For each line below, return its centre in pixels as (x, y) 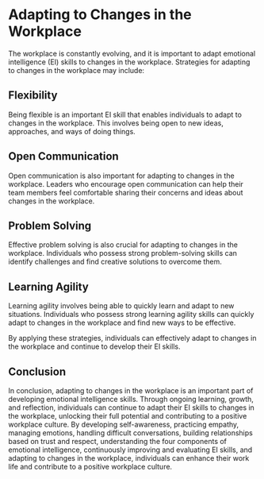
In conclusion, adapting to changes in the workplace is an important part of (131, 390)
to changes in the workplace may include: (77, 70)
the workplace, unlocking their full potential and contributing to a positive (128, 416)
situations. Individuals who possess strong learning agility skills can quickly (131, 315)
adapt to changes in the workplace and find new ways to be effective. (122, 323)
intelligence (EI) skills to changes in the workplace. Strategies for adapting (129, 62)
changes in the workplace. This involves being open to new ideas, (116, 123)
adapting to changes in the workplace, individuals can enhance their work (129, 458)
